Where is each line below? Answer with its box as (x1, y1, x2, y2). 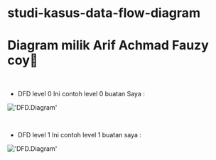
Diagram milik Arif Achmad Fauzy (7, 38, 210, 54)
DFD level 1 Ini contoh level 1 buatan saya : (17, 131, 142, 139)
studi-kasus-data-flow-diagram (7, 5, 201, 21)
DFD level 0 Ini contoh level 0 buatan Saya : (17, 90, 146, 98)
